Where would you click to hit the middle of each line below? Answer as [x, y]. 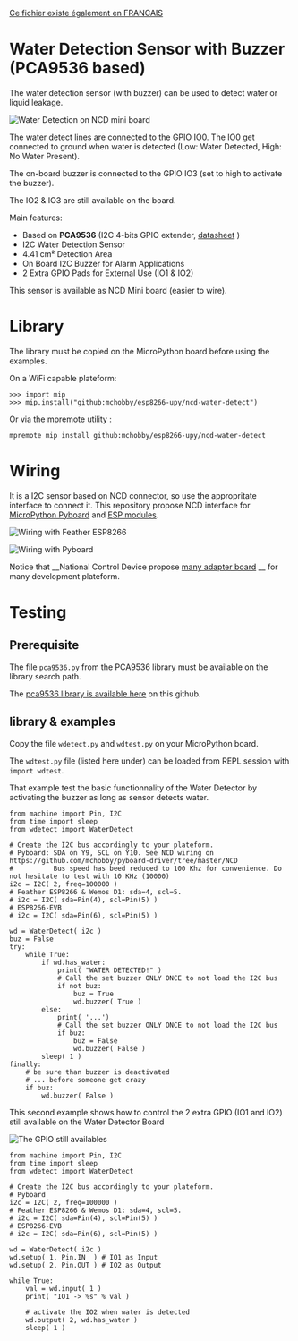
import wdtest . [37, 770]
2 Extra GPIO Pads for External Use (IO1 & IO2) [108, 273]
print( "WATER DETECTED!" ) [110, 970]
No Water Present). [45, 156]
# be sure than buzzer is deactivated [98, 1072]
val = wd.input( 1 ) [64, 1288]
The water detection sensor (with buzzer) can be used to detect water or [144, 92]
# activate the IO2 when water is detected [108, 1312]
